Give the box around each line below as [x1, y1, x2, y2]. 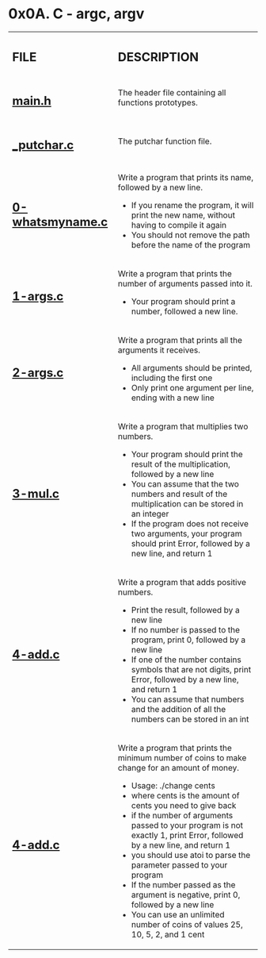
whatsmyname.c [12, 214, 108, 230]
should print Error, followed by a [131, 538, 251, 549]
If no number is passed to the [131, 625, 240, 636]
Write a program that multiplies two [117, 421, 249, 433]
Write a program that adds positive [117, 577, 247, 588]
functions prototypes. [117, 97, 198, 108]
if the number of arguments [131, 810, 234, 821]
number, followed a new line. [131, 306, 238, 317]
